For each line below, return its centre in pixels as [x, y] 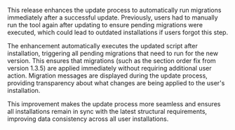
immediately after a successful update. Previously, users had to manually [113, 17]
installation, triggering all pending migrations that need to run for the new [113, 53]
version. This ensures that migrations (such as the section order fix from [112, 61]
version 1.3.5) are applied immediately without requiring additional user [109, 68]
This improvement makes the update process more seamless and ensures [114, 104]
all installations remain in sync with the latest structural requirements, [107, 111]
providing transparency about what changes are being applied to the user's [116, 83]
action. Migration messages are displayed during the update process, [108, 75]
